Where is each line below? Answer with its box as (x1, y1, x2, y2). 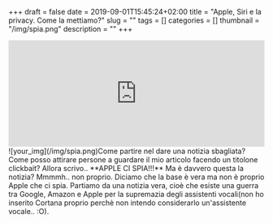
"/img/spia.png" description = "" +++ (8, 24, 133, 33)
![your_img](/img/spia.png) (8, 146, 99, 156)
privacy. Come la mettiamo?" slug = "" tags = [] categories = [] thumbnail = (8, 15, 260, 25)
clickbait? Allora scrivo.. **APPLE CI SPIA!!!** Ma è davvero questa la (8, 164, 244, 173)
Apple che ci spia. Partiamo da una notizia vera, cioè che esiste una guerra (8, 181, 259, 190)
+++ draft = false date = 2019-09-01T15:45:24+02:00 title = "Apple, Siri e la (8, 7, 262, 16)
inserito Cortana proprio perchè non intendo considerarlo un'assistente (8, 198, 246, 208)
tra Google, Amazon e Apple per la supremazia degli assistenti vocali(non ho (8, 190, 264, 199)
